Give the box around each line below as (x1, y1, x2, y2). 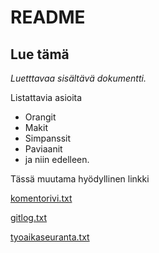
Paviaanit (24, 143, 63, 155)
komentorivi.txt (10, 192, 73, 204)
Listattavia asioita (10, 92, 83, 103)
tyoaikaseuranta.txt (10, 231, 90, 243)
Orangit (24, 111, 57, 123)
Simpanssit (24, 132, 72, 144)
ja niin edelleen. (24, 154, 90, 165)
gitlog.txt (10, 212, 48, 223)
